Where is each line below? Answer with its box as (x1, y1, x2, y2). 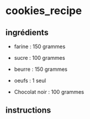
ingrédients (5, 28, 49, 38)
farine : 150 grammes (14, 43, 66, 50)
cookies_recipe (5, 4, 82, 18)
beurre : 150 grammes (14, 66, 68, 73)
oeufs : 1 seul (14, 77, 46, 84)
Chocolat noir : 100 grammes (14, 89, 85, 95)
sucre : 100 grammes (14, 55, 65, 61)
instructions (5, 106, 51, 115)
